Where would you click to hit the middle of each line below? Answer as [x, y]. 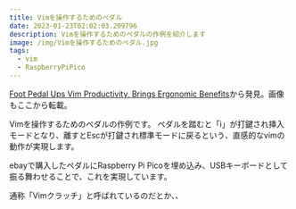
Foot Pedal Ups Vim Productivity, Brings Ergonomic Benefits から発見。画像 [147, 94]
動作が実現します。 [44, 146]
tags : [19, 51]
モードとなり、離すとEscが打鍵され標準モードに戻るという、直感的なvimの [147, 135]
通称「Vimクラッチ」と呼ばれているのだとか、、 [96, 195]
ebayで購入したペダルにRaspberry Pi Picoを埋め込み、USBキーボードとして [148, 165]
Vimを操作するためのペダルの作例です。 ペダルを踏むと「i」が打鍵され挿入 [147, 124]
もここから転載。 [41, 104]
